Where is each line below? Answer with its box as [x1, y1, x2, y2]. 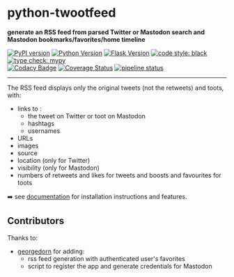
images [17, 141, 39, 150]
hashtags [27, 119, 54, 127]
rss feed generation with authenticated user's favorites [27, 254, 186, 262]
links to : [17, 104, 42, 113]
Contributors [7, 215, 65, 227]
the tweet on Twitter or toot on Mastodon [27, 111, 146, 120]
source [17, 148, 38, 157]
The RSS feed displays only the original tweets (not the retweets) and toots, [7, 84, 224, 92]
